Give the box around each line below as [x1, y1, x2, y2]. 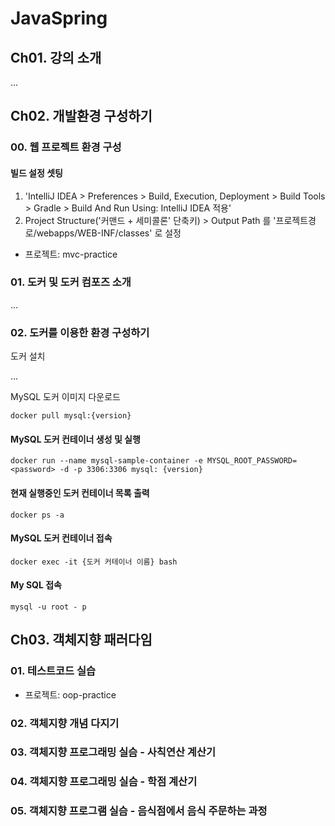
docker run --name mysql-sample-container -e [10, 456, 203, 466]
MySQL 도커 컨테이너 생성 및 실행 [10, 433, 141, 445]
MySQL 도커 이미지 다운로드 [10, 391, 121, 403]
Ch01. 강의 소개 [10, 49, 102, 66]
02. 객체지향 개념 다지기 [10, 716, 120, 730]
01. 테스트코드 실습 [10, 664, 97, 678]
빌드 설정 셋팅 [10, 167, 63, 179]
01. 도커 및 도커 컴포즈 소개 [10, 275, 132, 289]
